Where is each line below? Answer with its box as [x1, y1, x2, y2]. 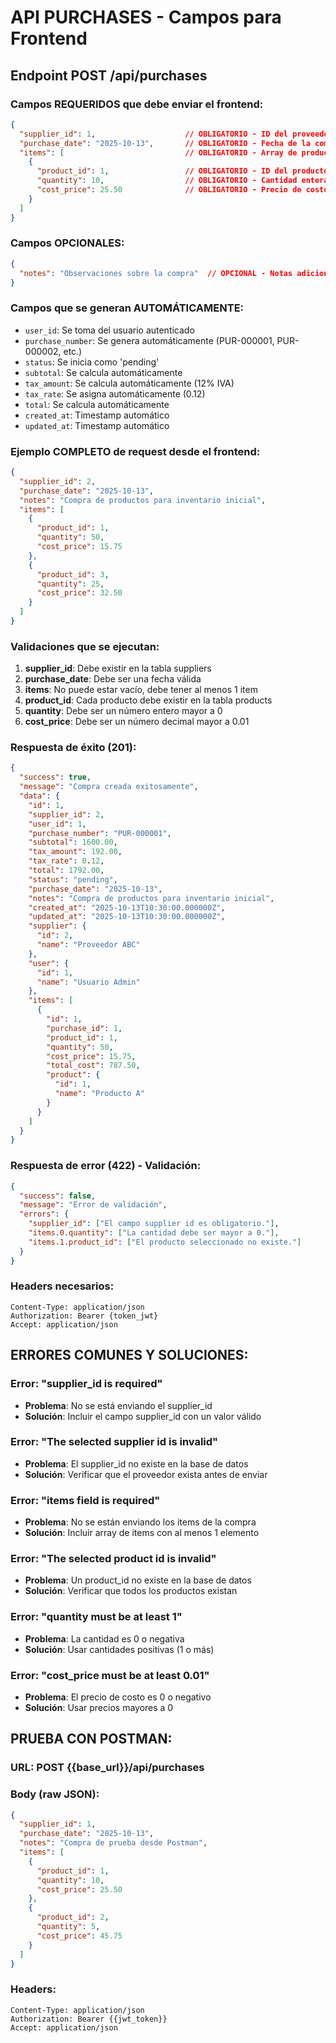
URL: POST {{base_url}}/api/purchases [10, 1761, 205, 1775]
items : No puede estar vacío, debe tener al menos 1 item [24, 684, 258, 696]
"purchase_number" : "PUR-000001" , [28, 828, 172, 838]
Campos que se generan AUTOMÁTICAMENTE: [10, 301, 245, 315]
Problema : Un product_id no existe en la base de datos [24, 1574, 252, 1586]
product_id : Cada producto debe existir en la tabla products [24, 694, 273, 706]
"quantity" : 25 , [36, 579, 105, 589]
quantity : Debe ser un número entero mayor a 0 [24, 705, 223, 717]
